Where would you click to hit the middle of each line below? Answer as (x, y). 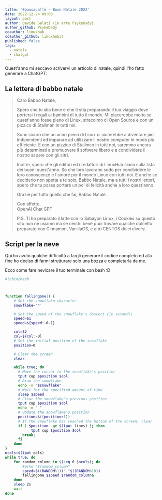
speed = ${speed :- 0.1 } (34, 323)
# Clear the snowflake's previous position (62, 399)
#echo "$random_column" (46, 466)
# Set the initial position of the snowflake (60, 341)
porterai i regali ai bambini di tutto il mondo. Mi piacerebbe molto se (84, 115)
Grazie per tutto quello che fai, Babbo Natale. (62, 195)
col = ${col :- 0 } (28, 336)
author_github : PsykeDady (31, 28)
